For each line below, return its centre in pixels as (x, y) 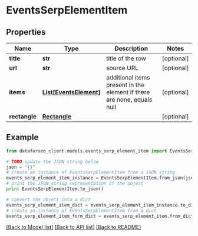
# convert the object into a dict (49, 200)
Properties (26, 32)
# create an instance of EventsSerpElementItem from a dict (82, 210)
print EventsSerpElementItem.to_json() (55, 189)
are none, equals (129, 99)
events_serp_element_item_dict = (47, 205)
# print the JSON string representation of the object (75, 184)
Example (22, 137)
